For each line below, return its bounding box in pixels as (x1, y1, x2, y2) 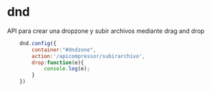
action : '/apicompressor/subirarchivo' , (32, 53, 146, 60)
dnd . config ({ (19, 40, 57, 47)
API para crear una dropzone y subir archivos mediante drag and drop (7, 27, 205, 35)
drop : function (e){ (32, 59, 84, 66)
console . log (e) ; (43, 66, 90, 73)
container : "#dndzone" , (32, 46, 97, 53)
